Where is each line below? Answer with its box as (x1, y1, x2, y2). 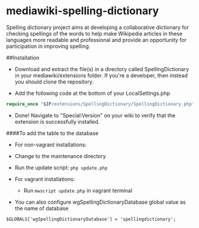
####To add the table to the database (6, 129, 99, 137)
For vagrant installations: (14, 175, 75, 182)
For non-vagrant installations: (14, 141, 87, 148)
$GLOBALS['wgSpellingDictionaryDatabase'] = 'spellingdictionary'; (6, 216, 176, 222)
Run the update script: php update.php (14, 164, 108, 171)
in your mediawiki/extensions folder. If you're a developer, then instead (14, 72, 188, 79)
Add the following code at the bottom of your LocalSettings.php (14, 89, 171, 97)
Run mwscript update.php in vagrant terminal (23, 187, 133, 194)
